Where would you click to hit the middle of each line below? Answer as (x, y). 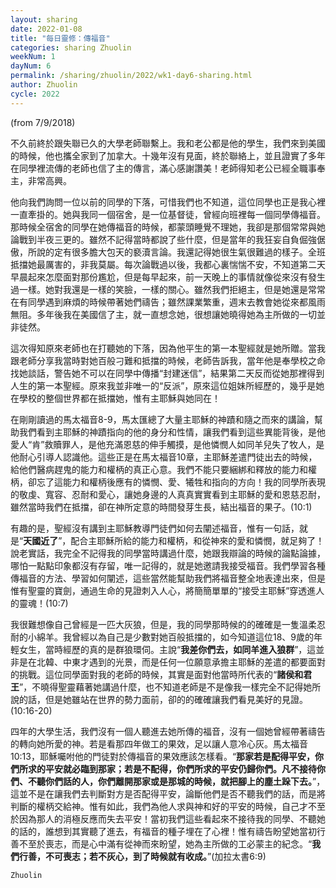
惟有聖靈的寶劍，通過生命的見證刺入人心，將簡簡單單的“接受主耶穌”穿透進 (163, 590)
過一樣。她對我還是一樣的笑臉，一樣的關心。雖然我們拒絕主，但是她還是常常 (168, 289)
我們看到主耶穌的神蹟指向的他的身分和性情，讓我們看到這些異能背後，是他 (172, 432)
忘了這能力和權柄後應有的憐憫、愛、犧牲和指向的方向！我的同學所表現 (181, 482)
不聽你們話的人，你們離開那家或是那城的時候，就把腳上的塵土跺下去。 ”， (176, 781)
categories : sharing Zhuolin (71, 47)
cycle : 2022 (35, 94)
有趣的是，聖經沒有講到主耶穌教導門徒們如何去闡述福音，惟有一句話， (155, 528)
